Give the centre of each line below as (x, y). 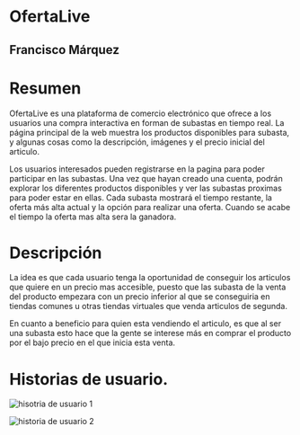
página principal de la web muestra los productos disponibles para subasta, (150, 132)
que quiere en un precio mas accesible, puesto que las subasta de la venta (148, 287)
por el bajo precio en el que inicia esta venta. (93, 342)
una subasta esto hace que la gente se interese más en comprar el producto (150, 333)
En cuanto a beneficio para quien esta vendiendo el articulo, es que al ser (145, 324)
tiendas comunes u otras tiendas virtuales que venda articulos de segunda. (148, 306)
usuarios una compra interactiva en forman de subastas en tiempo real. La (147, 122)
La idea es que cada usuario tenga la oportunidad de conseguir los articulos (150, 278)
